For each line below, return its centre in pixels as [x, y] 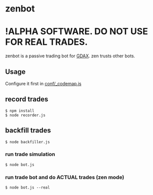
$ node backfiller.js [28, 142]
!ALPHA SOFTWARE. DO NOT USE [76, 32]
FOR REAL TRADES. [47, 42]
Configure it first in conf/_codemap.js [43, 83]
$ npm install [20, 111]
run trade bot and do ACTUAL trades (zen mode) [65, 177]
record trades [27, 99]
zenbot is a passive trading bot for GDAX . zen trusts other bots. [70, 56]
